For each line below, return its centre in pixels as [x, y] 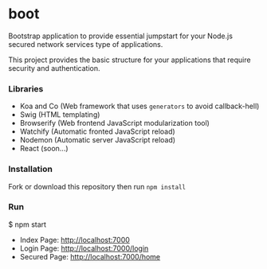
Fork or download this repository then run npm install [97, 186]
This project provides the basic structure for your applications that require [130, 60]
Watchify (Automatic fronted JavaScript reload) [97, 131]
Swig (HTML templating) [60, 115]
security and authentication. [54, 68]
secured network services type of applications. [86, 44]
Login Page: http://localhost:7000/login [84, 248]
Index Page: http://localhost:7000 [75, 240]
